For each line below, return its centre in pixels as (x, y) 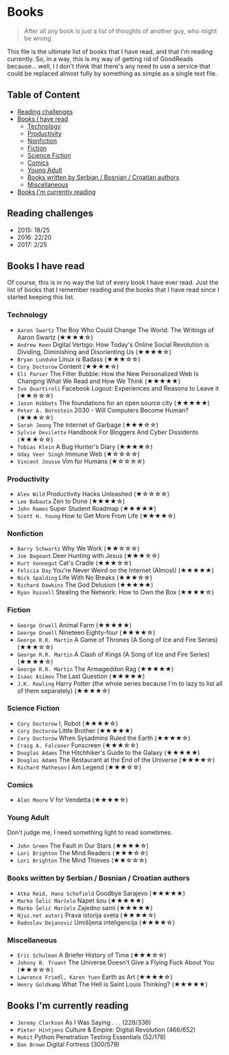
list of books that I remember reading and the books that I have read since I (113, 290)
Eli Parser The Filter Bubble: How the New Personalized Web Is (108, 373)
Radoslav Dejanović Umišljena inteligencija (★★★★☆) (96, 922)
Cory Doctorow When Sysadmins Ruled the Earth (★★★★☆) (104, 738)
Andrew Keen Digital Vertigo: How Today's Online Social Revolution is (113, 345)
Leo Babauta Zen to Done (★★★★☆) (71, 501)
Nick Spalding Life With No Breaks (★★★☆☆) (85, 578)
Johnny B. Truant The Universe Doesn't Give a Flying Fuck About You (116, 962)
